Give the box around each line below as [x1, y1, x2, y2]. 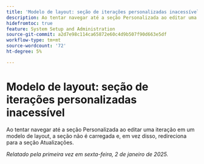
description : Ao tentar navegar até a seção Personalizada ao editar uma [6, 15, 197, 21]
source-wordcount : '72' [6, 43, 67, 49]
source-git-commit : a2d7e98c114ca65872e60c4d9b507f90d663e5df [6, 32, 167, 38]
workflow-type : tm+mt [6, 37, 61, 43]
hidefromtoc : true [6, 20, 53, 26]
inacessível [6, 106, 65, 119]
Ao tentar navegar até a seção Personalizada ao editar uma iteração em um [6, 126, 195, 133]
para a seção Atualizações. [6, 138, 74, 146]
